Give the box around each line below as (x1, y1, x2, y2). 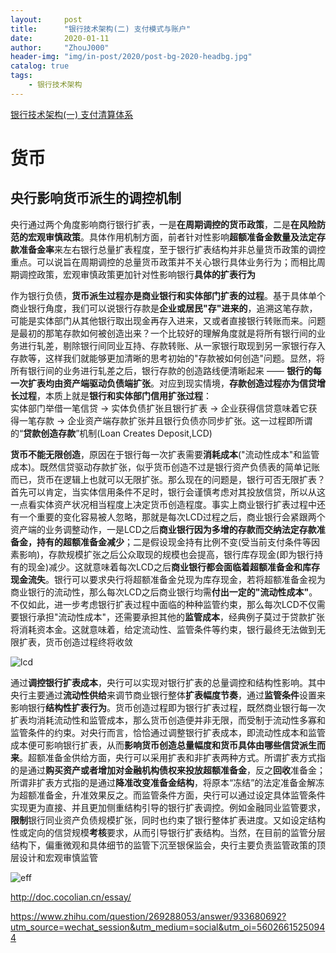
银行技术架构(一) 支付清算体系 (10, 108, 134, 120)
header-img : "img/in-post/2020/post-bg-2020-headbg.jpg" (10, 52, 253, 62)
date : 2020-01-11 (10, 33, 110, 43)
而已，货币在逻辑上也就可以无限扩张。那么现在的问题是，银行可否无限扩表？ (10, 473, 326, 485)
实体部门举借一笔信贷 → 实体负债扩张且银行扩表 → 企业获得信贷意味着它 (10, 402, 309, 414)
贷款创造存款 (23, 427, 77, 439)
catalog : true (10, 61, 70, 71)
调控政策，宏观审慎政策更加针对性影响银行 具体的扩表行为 (18, 268, 256, 280)
